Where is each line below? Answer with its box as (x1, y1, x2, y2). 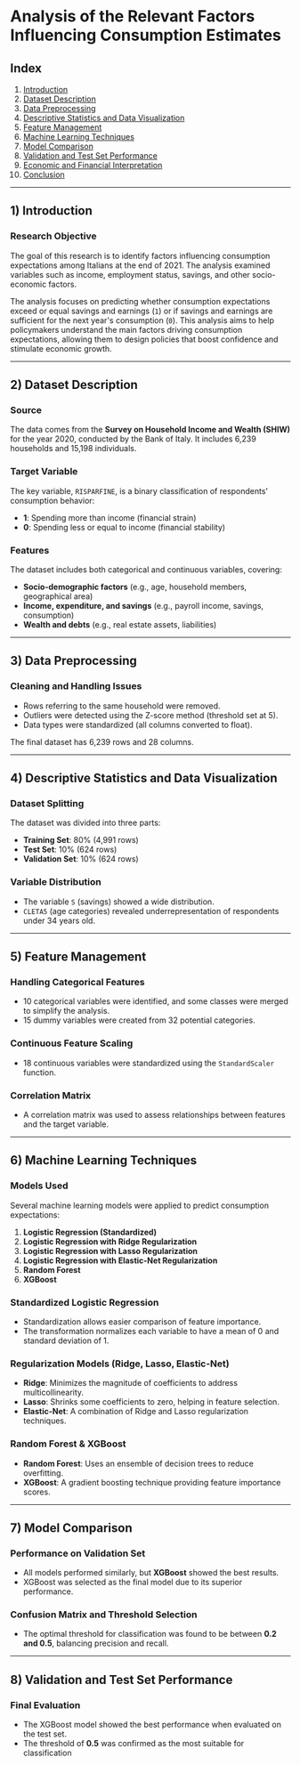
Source (10, 404, 43, 416)
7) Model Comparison (10, 1520, 133, 1535)
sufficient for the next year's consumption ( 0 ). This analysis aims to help (10, 314, 275, 326)
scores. (22, 1486, 52, 1497)
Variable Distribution (10, 876, 101, 888)
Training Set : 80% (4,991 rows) (22, 835, 139, 846)
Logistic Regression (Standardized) (22, 1227, 158, 1237)
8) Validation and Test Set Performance (10, 1672, 233, 1688)
